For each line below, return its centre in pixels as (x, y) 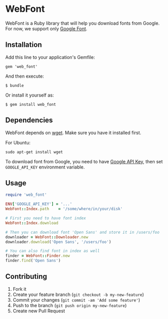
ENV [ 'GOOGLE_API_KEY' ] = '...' (39, 204)
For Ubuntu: (18, 142)
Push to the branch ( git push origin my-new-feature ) (70, 305)
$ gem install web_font (31, 104)
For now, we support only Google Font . (46, 28)
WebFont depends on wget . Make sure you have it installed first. (73, 133)
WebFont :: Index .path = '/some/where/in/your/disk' (64, 209)
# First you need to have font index (46, 218)
